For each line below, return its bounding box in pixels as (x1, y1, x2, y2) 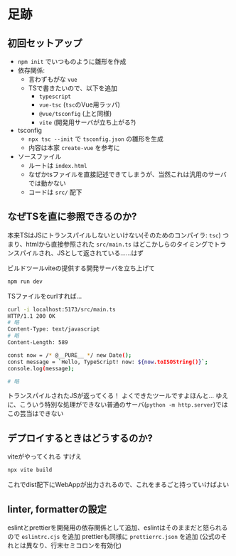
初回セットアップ (7, 37, 82, 49)
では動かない (28, 179, 66, 187)
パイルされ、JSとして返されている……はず (19, 248, 144, 257)
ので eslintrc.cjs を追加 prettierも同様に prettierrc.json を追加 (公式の (7, 532, 221, 540)
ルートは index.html (28, 161, 87, 169)
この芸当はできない (7, 410, 64, 418)
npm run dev (7, 278, 43, 285)
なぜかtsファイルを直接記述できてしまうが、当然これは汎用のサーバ (28, 170, 227, 178)
